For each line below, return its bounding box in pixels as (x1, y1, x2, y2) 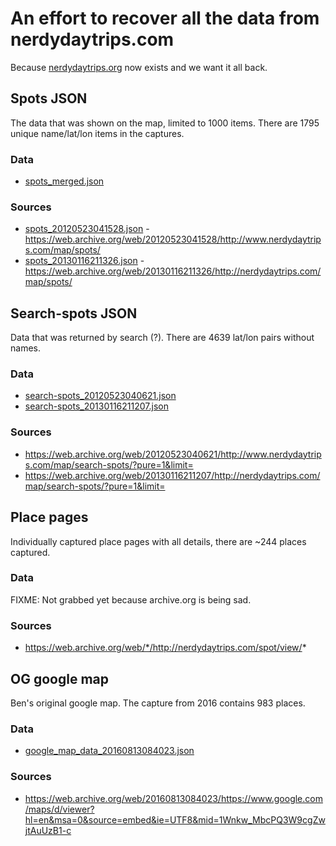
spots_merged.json (24, 175, 105, 187)
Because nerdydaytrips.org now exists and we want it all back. (10, 61, 268, 73)
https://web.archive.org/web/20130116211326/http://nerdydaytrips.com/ (24, 265, 322, 277)
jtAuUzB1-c (24, 824, 72, 836)
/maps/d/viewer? (24, 803, 95, 815)
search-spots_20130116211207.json (24, 400, 169, 412)
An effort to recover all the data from (10, 7, 320, 30)
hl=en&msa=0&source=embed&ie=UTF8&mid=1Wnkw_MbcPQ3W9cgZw (24, 813, 326, 826)
